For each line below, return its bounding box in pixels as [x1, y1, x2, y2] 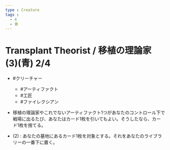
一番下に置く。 [26, 139, 57, 145]
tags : [5, 12, 19, 17]
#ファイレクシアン [20, 99, 59, 105]
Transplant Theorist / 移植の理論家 [5, 45, 152, 56]
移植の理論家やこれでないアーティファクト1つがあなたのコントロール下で [12, 109, 165, 116]
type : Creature [5, 7, 40, 13]
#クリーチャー [12, 76, 43, 82]
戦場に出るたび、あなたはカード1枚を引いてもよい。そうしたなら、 [12, 116, 152, 122]
